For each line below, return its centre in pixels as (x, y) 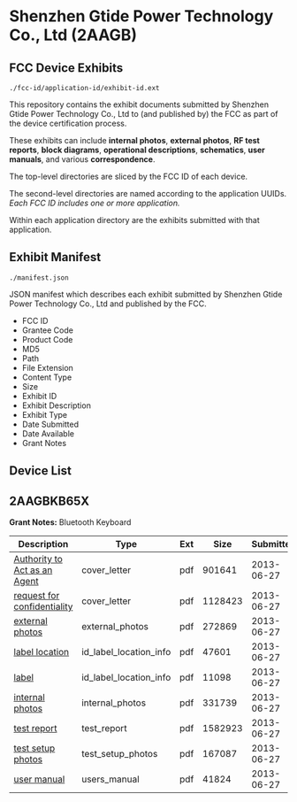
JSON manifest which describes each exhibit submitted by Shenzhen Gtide (146, 294)
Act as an (33, 570)
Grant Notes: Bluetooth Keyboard (70, 522)
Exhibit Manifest (55, 257)
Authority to (38, 559)
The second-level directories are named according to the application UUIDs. (148, 193)
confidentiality (43, 606)
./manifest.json (39, 278)
